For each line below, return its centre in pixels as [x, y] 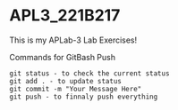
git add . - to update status [66, 81]
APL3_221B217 [65, 16]
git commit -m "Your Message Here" [76, 89]
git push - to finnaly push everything [84, 97]
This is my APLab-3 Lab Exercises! [73, 40]
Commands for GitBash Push [63, 57]
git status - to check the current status [89, 73]
